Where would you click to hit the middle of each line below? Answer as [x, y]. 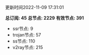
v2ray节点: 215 [28, 47]
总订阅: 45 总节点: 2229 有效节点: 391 [44, 18]
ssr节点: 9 [23, 28]
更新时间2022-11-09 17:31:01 [35, 7]
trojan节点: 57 [27, 35]
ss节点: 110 [24, 41]
